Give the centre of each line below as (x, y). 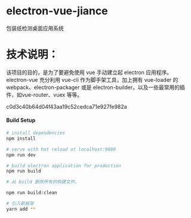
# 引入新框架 (20, 204)
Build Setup (21, 120)
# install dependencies (36, 133)
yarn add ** (21, 209)
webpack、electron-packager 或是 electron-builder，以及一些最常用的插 (95, 87)
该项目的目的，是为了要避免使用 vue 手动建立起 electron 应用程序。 (89, 72)
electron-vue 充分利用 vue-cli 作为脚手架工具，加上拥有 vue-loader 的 (92, 79)
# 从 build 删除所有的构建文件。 (43, 182)
